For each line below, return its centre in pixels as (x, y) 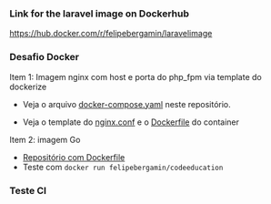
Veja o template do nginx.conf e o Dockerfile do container (130, 122)
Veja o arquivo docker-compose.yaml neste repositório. (127, 104)
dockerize (28, 87)
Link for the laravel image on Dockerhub (99, 14)
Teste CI (28, 190)
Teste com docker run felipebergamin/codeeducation (123, 167)
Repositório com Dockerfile (74, 157)
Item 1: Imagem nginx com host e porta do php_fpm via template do (135, 76)
